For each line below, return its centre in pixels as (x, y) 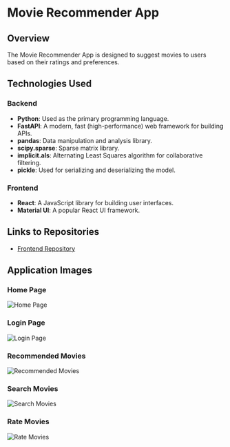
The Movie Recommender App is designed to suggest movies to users (107, 55)
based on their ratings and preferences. (63, 62)
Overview (29, 38)
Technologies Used (49, 84)
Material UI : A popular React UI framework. (79, 210)
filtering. (29, 162)
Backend (22, 104)
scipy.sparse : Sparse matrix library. (68, 148)
